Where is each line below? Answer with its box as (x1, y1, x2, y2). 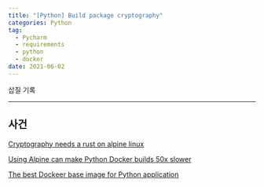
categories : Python (8, 19, 72, 27)
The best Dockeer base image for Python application (8, 170, 179, 179)
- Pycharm (15, 33, 47, 42)
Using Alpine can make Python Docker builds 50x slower (8, 154, 192, 163)
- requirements (15, 41, 65, 49)
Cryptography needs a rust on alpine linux (8, 139, 145, 148)
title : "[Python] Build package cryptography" (8, 11, 163, 20)
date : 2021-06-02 (8, 63, 65, 71)
